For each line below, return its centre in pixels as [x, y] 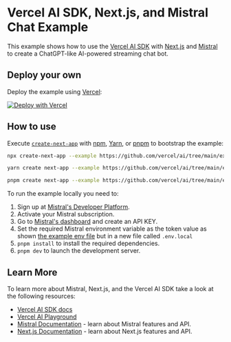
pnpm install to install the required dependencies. [88, 243]
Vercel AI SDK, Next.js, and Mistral [108, 13]
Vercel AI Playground [47, 317]
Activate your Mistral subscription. [66, 214]
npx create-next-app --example [52, 156]
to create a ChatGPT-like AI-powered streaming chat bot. [88, 54]
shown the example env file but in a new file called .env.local [105, 236]
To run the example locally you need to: [63, 194]
